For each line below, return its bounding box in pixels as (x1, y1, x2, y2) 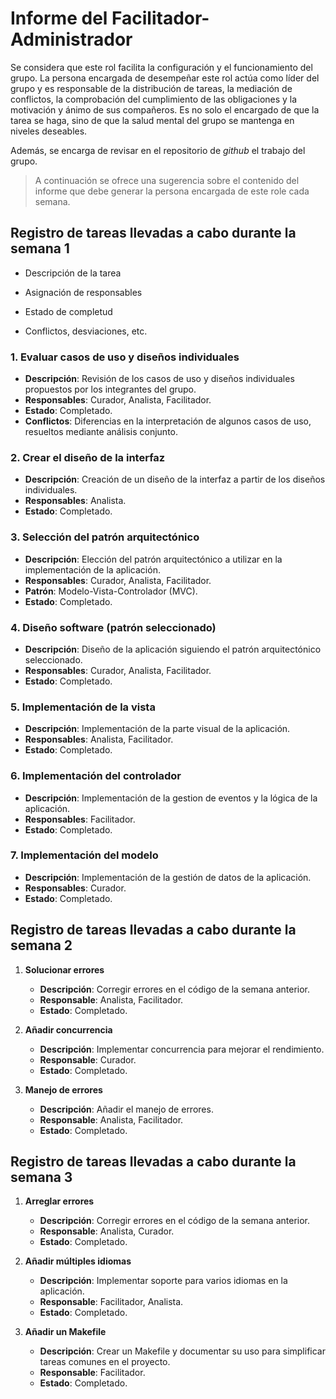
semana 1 (10, 240, 70, 257)
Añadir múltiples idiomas (24, 1255, 132, 1267)
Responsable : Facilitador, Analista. (39, 1296, 184, 1308)
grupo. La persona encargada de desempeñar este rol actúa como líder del (10, 72, 320, 84)
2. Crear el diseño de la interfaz (10, 450, 166, 464)
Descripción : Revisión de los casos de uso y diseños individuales (24, 373, 295, 385)
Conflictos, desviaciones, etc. (24, 325, 148, 337)
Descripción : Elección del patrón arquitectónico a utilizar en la (24, 553, 283, 565)
